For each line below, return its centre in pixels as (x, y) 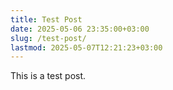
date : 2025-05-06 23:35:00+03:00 (80, 29)
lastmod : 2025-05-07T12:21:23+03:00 (86, 47)
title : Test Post (46, 19)
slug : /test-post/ (48, 38)
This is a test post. (48, 76)
